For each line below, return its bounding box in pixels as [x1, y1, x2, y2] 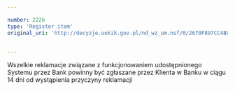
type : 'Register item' [7, 22, 73, 30]
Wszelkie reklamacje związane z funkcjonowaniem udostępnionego [7, 61, 202, 69]
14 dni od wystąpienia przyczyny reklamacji [7, 76, 133, 84]
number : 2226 [7, 16, 45, 23]
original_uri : [7, 29, 49, 36]
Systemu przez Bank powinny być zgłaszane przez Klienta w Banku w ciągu [7, 68, 226, 77]
